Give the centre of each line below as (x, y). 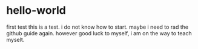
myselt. (15, 39)
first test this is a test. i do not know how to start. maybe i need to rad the (97, 27)
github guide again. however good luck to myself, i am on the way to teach (99, 33)
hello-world (36, 10)
